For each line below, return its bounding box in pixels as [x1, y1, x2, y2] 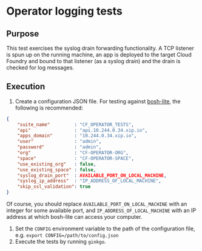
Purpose [6, 29, 39, 39]
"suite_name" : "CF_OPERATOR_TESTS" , [17, 122, 135, 128]
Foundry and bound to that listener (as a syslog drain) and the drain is [6, 58, 181, 64]
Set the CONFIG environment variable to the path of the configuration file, [15, 225, 195, 232]
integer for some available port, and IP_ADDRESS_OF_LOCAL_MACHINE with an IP [6, 207, 197, 214]
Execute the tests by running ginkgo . [15, 238, 106, 246]
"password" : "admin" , [17, 144, 102, 150]
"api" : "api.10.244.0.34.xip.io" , [17, 127, 148, 133]
